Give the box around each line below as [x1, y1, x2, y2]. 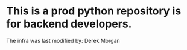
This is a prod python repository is [6, 4, 182, 18]
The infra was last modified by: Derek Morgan [6, 37, 121, 44]
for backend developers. [6, 17, 132, 31]
